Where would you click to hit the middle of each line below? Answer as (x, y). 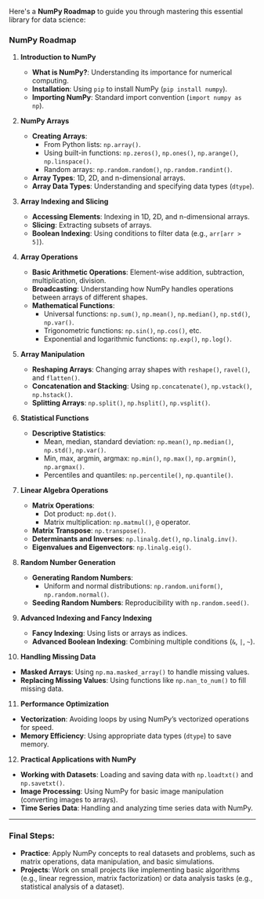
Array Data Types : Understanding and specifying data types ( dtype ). (143, 186)
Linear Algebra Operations (64, 490)
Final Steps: (32, 836)
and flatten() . (56, 378)
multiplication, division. (69, 281)
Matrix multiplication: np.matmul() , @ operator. (117, 523)
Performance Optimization (64, 704)
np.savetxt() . (42, 783)
